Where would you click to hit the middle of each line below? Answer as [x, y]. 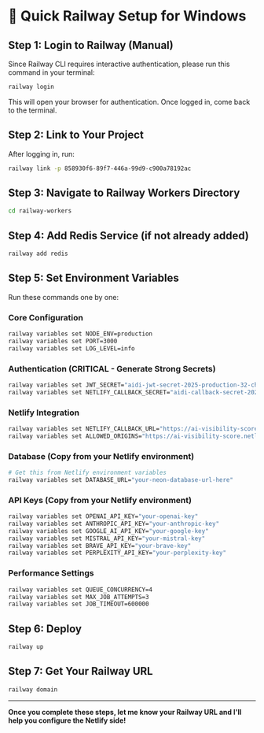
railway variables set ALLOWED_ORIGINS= [75, 436]
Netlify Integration [44, 413]
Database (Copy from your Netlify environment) [101, 456]
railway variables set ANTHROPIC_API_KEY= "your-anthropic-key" [114, 524]
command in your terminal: [51, 72]
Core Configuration [46, 317]
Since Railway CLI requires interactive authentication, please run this [119, 64]
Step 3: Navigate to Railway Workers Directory [124, 193]
